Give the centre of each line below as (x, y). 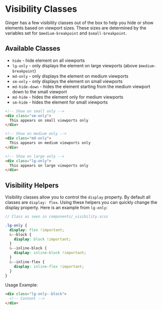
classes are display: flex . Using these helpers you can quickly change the (81, 202)
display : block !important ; (42, 239)
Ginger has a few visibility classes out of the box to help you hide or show (79, 23)
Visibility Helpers (32, 185)
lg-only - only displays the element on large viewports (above (75, 65)
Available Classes (33, 48)
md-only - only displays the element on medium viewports (70, 76)
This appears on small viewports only (49, 120)
